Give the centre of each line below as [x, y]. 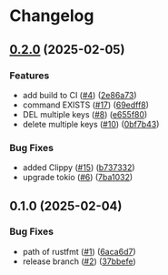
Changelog [52, 16]
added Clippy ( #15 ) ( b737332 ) [79, 168]
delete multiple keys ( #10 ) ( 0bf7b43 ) [91, 124]
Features [30, 76]
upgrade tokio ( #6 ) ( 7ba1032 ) [78, 178]
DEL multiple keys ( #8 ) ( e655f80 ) [85, 114]
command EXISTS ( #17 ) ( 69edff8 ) [86, 105]
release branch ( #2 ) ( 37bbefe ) [79, 261]
